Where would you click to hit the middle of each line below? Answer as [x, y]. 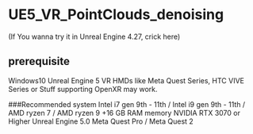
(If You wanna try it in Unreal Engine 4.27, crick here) [94, 36]
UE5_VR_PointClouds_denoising [116, 15]
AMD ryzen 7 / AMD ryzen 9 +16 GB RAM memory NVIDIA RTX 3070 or [124, 113]
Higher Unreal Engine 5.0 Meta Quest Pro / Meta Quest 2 [101, 121]
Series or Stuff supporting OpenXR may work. [83, 89]
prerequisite [39, 61]
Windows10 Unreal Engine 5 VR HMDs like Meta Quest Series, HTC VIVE [126, 80]
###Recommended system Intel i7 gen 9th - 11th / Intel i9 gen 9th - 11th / [127, 104]
